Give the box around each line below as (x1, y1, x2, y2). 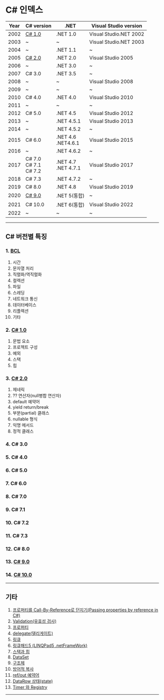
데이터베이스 (12, 302, 37, 307)
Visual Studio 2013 (89, 117, 133, 124)
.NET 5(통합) (56, 192, 85, 199)
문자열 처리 (12, 265, 34, 271)
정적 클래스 (12, 428, 34, 434)
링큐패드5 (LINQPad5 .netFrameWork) (12, 643, 88, 648)
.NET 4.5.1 (56, 117, 81, 124)
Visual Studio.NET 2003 (89, 38, 145, 45)
